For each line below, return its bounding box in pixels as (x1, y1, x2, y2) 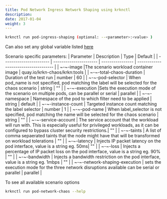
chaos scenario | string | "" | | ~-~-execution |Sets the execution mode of (5, 85, 156, 91)
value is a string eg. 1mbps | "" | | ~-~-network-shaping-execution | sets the (5, 159, 162, 165)
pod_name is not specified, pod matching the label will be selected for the (5, 80, 157, 86)
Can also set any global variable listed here (5, 44, 94, 50)
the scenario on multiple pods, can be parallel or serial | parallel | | (5, 91, 141, 97)
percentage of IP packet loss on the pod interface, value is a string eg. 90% (5, 149, 161, 155)
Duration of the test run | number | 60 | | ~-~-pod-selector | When (5, 75, 141, 81)
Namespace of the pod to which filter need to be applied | (33, 96, 152, 102)
